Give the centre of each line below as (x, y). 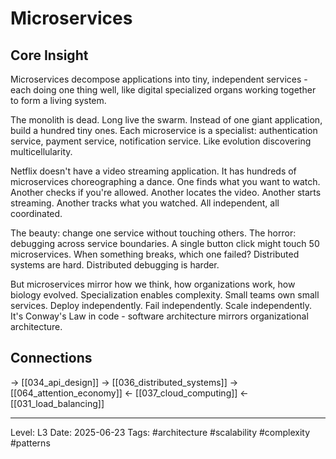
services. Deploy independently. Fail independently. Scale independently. (161, 305)
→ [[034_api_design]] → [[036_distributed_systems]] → (124, 382)
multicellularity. (41, 151)
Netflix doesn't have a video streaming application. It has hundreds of (153, 171)
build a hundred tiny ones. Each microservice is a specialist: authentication (164, 130)
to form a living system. (58, 100)
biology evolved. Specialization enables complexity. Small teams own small (165, 295)
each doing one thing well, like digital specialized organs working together (163, 90)
